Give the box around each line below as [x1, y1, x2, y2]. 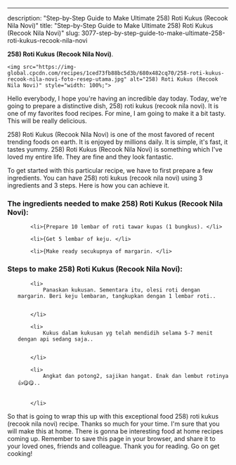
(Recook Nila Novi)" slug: [7, 29, 80, 37]
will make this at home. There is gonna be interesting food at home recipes [7, 426, 223, 435]
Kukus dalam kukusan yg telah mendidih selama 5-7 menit [43, 329, 213, 336]
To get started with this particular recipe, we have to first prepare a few [7, 166, 214, 174]
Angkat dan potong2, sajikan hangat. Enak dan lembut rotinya [43, 372, 229, 379]
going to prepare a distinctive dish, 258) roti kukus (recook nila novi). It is [7, 102, 219, 110]
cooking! [7, 449, 33, 457]
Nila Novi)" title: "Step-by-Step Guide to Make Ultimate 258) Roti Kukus [7, 22, 214, 30]
